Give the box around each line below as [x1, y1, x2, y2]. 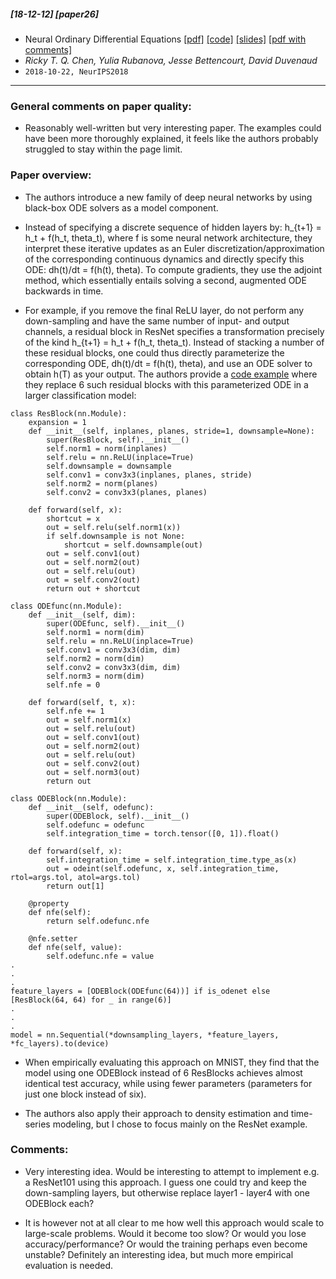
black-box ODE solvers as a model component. [24, 201, 219, 214]
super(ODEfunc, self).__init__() [46, 618, 186, 629]
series [24, 1118, 51, 1130]
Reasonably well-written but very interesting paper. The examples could [24, 122, 322, 134]
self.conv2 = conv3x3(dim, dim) [46, 662, 182, 672]
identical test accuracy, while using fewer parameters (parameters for [24, 1077, 313, 1089]
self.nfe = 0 [46, 680, 101, 690]
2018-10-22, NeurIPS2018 [24, 66, 129, 77]
